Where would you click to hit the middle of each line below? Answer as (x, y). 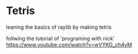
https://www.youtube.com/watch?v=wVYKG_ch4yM (69, 45)
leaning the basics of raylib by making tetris (59, 27)
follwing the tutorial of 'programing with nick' (60, 38)
